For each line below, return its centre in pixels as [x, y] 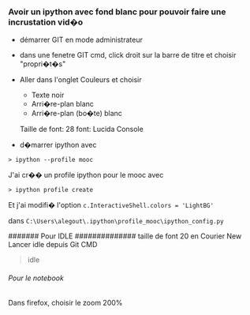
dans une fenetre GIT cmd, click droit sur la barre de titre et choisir [128, 55]
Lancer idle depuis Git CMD [53, 245]
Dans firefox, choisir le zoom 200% [65, 302]
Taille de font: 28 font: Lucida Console [81, 129]
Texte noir [48, 95]
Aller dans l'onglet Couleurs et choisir [80, 80]
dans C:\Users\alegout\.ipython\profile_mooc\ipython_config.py [116, 221]
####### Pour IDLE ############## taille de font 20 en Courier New [125, 236]
